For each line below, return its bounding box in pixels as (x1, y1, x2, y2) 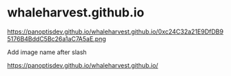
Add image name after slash (7, 48, 88, 56)
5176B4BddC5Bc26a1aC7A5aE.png (7, 34, 107, 42)
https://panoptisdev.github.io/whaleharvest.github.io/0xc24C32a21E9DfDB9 (7, 27, 224, 36)
